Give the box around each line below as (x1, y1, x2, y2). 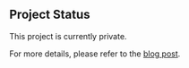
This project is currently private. (9, 30, 127, 41)
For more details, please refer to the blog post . (9, 48, 181, 59)
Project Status (9, 7, 91, 22)
